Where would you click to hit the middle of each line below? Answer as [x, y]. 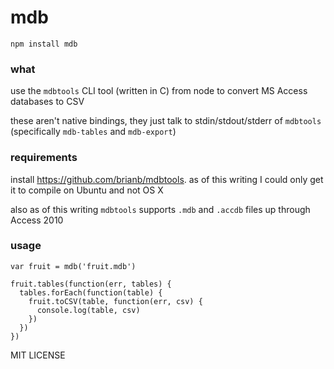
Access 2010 [37, 220]
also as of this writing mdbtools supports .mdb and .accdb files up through [160, 209]
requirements [44, 158]
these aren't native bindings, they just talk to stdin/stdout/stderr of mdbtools [166, 121]
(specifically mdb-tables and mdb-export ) [93, 132]
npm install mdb [44, 44]
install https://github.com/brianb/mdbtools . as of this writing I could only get [167, 179]
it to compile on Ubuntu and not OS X [87, 190]
